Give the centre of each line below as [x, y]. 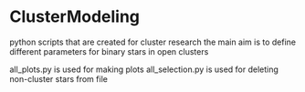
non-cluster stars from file [58, 78]
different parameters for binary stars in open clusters [109, 51]
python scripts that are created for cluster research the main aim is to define [153, 42]
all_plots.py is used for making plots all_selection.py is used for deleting [144, 69]
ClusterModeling [74, 17]
